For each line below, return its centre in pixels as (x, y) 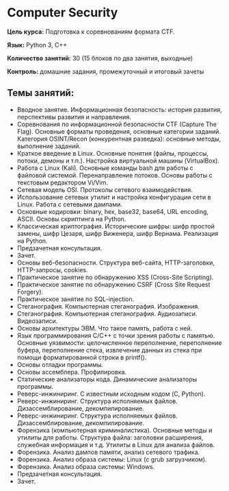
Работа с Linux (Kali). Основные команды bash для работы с (105, 168)
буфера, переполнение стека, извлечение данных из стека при (109, 350)
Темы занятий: (41, 93)
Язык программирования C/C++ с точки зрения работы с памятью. (116, 335)
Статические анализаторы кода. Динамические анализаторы (107, 379)
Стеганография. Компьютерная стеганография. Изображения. (108, 306)
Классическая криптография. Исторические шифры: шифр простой (116, 226)
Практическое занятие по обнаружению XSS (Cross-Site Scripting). (115, 277)
